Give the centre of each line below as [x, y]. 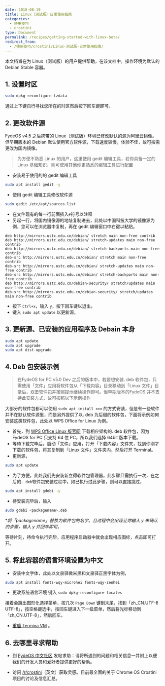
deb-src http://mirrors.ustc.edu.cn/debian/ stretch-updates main [75, 266]
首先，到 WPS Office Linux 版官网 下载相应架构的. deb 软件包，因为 [81, 431]
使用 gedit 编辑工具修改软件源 [42, 195]
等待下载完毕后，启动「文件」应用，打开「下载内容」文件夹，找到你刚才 [85, 444]
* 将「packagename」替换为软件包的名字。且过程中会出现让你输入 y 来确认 [82, 520]
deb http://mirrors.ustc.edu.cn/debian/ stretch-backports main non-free [82, 249]
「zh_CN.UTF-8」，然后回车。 [35, 615]
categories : [17, 19]
